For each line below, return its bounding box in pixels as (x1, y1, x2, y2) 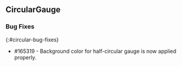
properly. (14, 53, 37, 61)
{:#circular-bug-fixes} (5, 36, 59, 43)
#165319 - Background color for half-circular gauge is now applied (14, 47, 177, 55)
